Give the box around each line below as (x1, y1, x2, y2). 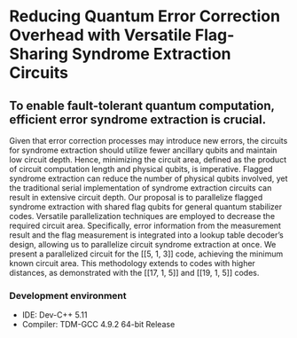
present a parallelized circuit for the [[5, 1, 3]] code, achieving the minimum (9, 248, 284, 259)
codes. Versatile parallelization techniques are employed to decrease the (9, 211, 276, 221)
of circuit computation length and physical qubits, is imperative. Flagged (9, 164, 273, 174)
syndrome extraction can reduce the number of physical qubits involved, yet (9, 173, 288, 184)
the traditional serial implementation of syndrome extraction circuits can (9, 183, 272, 193)
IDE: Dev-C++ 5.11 (21, 310, 88, 320)
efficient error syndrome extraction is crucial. (9, 112, 267, 127)
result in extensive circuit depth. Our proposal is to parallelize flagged (9, 193, 263, 202)
